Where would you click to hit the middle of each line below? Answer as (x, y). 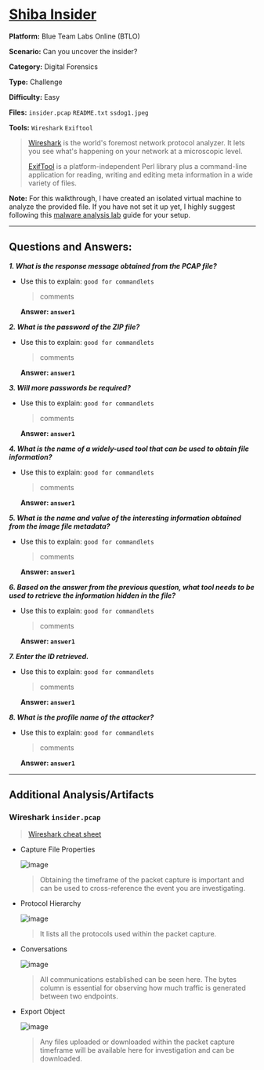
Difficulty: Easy (34, 97)
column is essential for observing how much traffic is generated (143, 988)
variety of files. (52, 183)
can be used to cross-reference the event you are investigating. (143, 889)
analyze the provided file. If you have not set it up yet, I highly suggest (122, 207)
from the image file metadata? (60, 526)
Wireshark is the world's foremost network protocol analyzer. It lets (136, 142)
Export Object (43, 1012)
